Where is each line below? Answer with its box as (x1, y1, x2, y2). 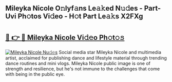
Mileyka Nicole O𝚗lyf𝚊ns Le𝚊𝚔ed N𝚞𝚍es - (5, 4, 143, 13)
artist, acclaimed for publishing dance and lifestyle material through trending (5, 55, 167, 61)
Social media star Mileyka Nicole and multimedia (59, 49, 162, 55)
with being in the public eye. (5, 71, 65, 77)
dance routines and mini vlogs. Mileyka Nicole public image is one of (5, 61, 150, 66)
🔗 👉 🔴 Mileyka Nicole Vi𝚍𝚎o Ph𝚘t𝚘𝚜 (5, 33, 125, 42)
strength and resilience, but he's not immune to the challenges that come (5, 66, 160, 72)
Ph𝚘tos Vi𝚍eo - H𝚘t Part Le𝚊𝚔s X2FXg (17, 12, 143, 21)
